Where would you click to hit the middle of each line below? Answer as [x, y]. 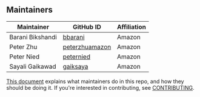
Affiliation [132, 27]
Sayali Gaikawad [33, 66]
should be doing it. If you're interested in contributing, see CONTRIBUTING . [101, 87]
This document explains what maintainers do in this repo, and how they [95, 81]
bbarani [74, 37]
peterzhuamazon [87, 46]
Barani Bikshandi [33, 37]
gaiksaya [75, 66]
